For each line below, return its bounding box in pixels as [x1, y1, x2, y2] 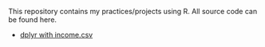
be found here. [8, 15, 57, 24]
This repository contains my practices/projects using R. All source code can [8, 7, 258, 16]
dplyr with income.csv [19, 31, 93, 39]
